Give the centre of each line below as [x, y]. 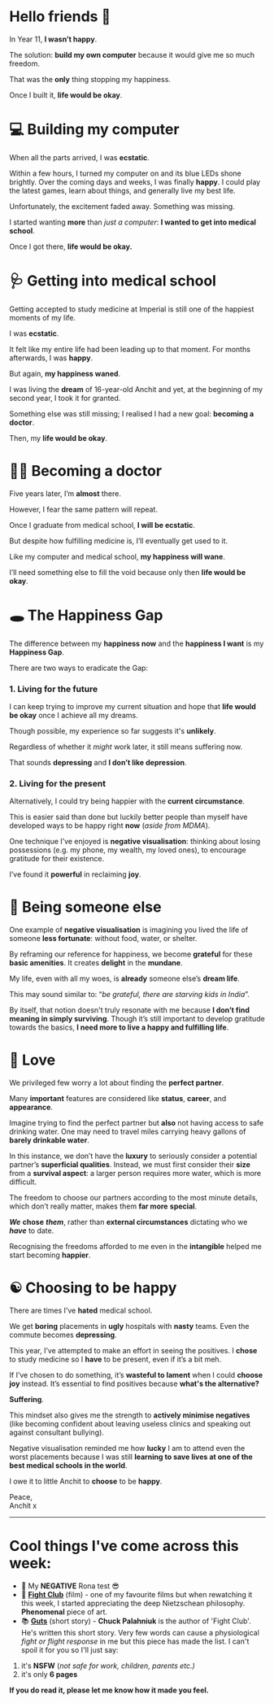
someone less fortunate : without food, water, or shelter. [103, 939]
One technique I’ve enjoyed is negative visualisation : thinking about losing [135, 842]
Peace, [21, 1497]
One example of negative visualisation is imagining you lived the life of [129, 930]
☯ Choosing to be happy [93, 1288]
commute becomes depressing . [63, 1335]
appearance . [31, 1107]
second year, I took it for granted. [65, 398]
